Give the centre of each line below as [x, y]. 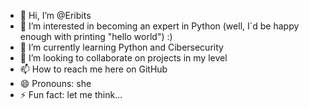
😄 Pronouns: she [55, 83]
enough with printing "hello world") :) [96, 36]
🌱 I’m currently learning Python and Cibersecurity [121, 47]
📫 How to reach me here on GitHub [93, 69]
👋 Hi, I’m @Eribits [55, 15]
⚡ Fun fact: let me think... [71, 94]
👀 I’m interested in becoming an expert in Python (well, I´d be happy [159, 26]
